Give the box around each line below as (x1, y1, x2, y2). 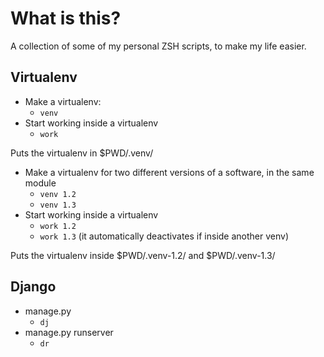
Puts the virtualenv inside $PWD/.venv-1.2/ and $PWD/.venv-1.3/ (10, 249, 276, 261)
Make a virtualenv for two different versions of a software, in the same (24, 166, 315, 178)
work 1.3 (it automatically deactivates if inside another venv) (39, 230, 290, 242)
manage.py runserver (24, 326, 114, 338)
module (24, 177, 57, 189)
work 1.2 (39, 221, 77, 231)
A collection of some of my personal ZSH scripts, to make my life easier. (10, 40, 307, 52)
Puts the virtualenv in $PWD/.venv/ (10, 147, 154, 159)
